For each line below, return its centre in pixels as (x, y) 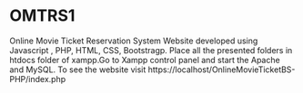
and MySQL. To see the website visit (78, 70)
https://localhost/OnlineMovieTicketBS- (222, 70)
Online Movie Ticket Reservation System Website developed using (134, 41)
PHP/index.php (38, 79)
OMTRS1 (42, 16)
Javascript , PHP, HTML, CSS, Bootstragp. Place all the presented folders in (151, 50)
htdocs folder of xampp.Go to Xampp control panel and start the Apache (145, 60)
